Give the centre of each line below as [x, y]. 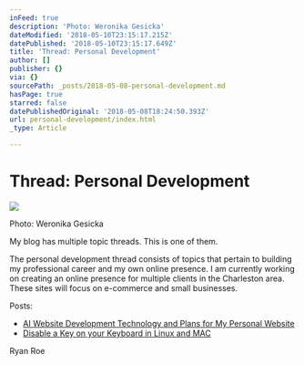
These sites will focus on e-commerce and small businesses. [124, 287]
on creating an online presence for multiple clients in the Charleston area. [147, 278]
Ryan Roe [27, 350]
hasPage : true [36, 94]
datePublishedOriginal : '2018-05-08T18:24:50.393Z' [109, 111]
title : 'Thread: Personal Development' [85, 52]
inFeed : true [34, 18]
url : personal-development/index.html [83, 120]
